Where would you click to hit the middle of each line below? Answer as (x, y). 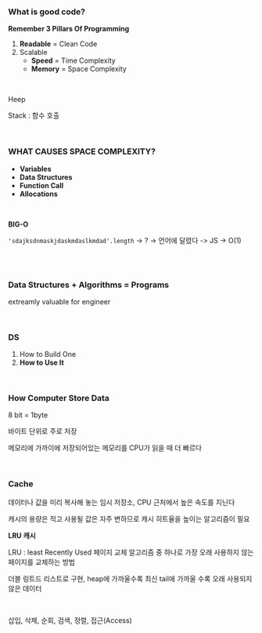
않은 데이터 (25, 588)
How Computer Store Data (59, 398)
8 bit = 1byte (28, 415)
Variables (36, 169)
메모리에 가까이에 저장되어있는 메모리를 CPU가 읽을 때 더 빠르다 (105, 448)
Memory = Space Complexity (79, 69)
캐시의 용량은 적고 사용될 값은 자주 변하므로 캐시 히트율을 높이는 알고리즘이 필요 (129, 518)
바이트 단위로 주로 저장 (43, 431)
